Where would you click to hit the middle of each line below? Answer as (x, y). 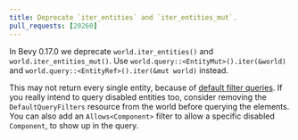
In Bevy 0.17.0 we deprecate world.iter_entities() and (112, 51)
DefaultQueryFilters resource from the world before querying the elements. (149, 106)
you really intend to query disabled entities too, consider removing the (138, 97)
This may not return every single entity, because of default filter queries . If (146, 87)
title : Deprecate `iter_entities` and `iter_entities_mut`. (124, 17)
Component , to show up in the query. (74, 125)
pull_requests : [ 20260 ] (54, 26)
